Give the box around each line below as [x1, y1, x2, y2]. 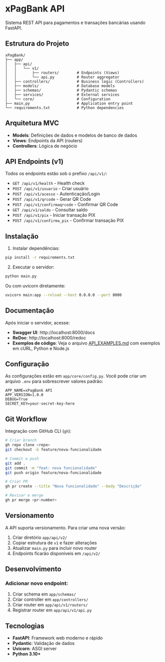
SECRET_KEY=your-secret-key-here [5, 401, 75, 406]
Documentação [5, 306, 54, 315]
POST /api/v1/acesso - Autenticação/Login [12, 191, 100, 197]
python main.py [5, 274, 37, 279]
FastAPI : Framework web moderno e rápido [12, 635, 103, 641]
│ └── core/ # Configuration [5, 96, 111, 102]
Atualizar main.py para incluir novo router [12, 545, 97, 551]
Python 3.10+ [12, 651, 41, 657]
